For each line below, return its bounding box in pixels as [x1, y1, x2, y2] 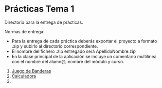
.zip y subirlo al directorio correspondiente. [11, 43, 98, 49]
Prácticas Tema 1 [4, 3, 74, 15]
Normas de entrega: [4, 29, 45, 34]
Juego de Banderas [11, 68, 52, 73]
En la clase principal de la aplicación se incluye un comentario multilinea [11, 53, 157, 59]
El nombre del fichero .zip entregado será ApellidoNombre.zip [11, 48, 136, 54]
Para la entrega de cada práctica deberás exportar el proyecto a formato [11, 38, 157, 44]
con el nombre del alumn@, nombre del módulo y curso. [11, 59, 125, 64]
